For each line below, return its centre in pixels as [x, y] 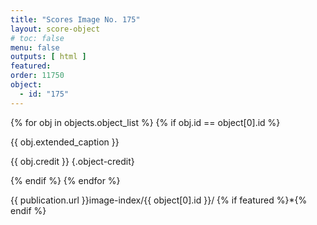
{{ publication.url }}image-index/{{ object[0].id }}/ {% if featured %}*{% [159, 200]
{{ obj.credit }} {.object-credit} [72, 161]
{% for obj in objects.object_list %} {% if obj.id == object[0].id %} [145, 122]
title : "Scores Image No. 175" [75, 19]
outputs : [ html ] [48, 57]
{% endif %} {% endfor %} [65, 180]
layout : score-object [55, 29]
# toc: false [37, 38]
